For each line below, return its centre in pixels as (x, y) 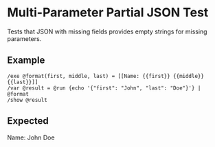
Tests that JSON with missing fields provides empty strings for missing (107, 31)
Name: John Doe (31, 137)
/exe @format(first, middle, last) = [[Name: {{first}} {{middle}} (106, 76)
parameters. (24, 38)
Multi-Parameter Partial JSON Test (108, 13)
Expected (28, 121)
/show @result (27, 100)
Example (26, 61)
